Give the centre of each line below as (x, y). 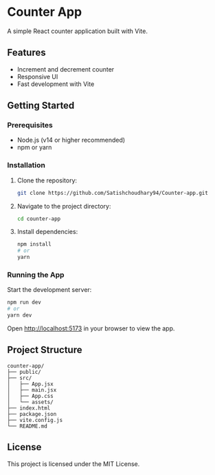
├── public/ (24, 372)
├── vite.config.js (35, 420)
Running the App (36, 275)
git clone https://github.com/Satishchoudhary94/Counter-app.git (112, 193)
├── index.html (29, 408)
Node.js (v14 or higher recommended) (71, 140)
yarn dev (20, 315)
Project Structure (45, 350)
